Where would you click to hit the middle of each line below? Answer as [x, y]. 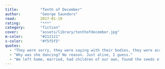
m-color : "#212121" [33, 37]
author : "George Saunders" [41, 14]
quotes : [13, 46]
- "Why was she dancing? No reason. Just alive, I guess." [71, 55]
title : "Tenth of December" [44, 9]
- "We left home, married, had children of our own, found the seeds [82, 59]
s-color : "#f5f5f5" [33, 41]
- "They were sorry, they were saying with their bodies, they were [81, 50]
